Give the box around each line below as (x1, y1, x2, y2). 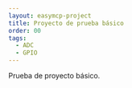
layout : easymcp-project (8, 11, 92, 20)
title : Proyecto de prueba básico (8, 19, 125, 27)
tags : (8, 34, 27, 42)
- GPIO (15, 49, 38, 57)
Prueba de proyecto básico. (8, 71, 101, 80)
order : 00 (8, 26, 42, 34)
